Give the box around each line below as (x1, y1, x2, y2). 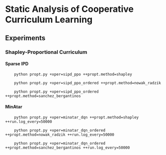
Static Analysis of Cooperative (5, 3, 134, 15)
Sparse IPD (5, 61, 29, 67)
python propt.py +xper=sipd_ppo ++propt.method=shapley (14, 72, 133, 77)
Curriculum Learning (5, 14, 93, 25)
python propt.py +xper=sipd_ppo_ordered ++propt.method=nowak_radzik (14, 80, 162, 85)
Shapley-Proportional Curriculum (5, 49, 87, 55)
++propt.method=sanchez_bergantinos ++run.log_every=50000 (5, 145, 130, 150)
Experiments (5, 34, 46, 42)
